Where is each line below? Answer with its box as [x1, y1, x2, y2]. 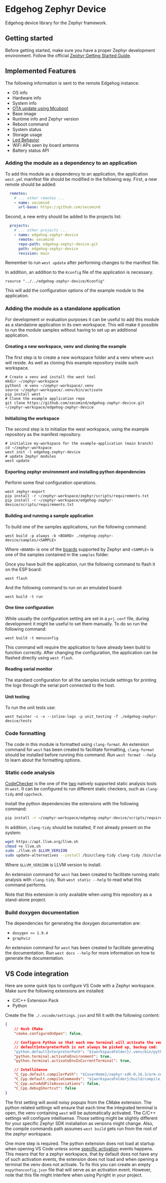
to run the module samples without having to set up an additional [5, 327, 137, 333]
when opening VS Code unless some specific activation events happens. [5, 1145, 154, 1151]
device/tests [5, 718, 32, 724]
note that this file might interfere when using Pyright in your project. [5, 1172, 143, 1178]
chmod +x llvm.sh [5, 844, 41, 849]
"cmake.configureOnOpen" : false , [14, 1031, 83, 1036]
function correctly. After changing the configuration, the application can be [5, 649, 158, 656]
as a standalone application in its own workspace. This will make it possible [5, 321, 159, 327]
